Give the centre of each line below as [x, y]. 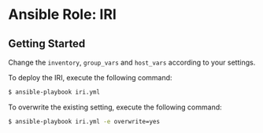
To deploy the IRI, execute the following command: [90, 78]
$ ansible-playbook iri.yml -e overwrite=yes [84, 121]
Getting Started [47, 44]
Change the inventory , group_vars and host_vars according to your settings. [132, 62]
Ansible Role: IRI [62, 15]
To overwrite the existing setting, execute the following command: [115, 107]
